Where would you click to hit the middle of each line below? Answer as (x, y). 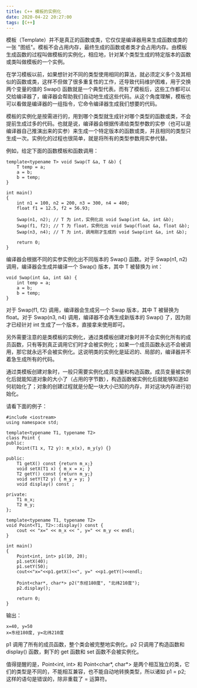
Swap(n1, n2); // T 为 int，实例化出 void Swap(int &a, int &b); (95, 220)
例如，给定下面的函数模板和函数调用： (52, 151)
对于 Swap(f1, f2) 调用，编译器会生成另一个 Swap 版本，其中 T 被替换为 (93, 310)
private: (17, 495)
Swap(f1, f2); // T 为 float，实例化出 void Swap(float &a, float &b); (103, 226)
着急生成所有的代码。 (32, 359)
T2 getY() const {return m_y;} (55, 474)
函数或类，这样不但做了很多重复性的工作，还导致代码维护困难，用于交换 (103, 82)
